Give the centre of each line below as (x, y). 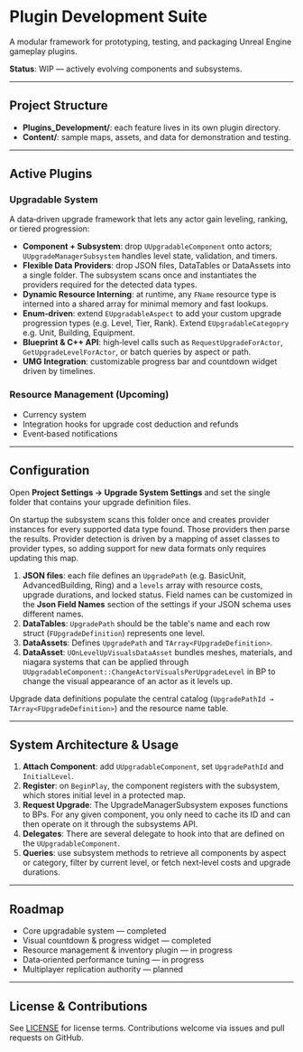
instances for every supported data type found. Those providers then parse (150, 529)
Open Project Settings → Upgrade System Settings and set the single (140, 492)
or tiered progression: (50, 229)
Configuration (50, 470)
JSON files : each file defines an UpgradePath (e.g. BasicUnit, (134, 575)
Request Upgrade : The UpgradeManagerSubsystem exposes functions (155, 805)
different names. (53, 614)
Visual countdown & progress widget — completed (117, 941)
